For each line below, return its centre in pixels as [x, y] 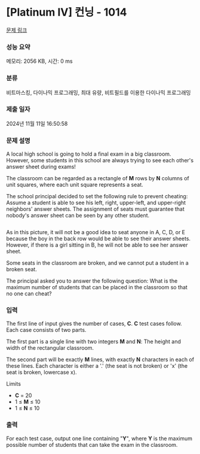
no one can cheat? [29, 293]
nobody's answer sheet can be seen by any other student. [78, 216]
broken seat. [21, 270]
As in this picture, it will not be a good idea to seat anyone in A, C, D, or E [96, 232]
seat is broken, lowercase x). [41, 373]
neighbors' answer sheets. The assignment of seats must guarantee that [96, 209]
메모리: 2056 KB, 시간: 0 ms [39, 61]
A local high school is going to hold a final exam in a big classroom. [89, 154]
